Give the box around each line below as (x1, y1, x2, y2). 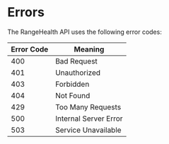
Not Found (55, 90, 91, 100)
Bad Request (55, 56, 98, 66)
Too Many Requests (55, 102, 122, 112)
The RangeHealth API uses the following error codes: (7, 28, 163, 36)
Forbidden (55, 79, 90, 89)
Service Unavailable (55, 125, 122, 135)
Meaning (74, 44, 105, 54)
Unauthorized (55, 68, 101, 78)
